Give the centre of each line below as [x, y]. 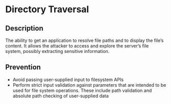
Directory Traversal [47, 9]
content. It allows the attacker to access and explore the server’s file [77, 46]
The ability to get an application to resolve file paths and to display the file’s [84, 40]
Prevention [23, 67]
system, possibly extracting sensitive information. [57, 51]
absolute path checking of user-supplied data [60, 96]
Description [24, 28]
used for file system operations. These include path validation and [82, 90]
